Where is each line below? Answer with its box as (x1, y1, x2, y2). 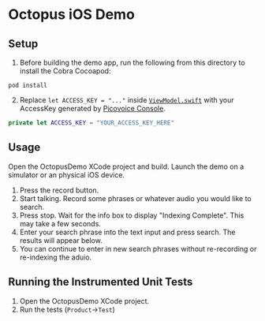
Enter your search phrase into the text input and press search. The (19, 227, 236, 237)
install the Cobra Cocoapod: (19, 66, 111, 76)
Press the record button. (19, 185, 99, 195)
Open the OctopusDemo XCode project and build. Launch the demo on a (8, 162, 244, 171)
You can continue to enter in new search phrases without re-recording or (19, 244, 257, 253)
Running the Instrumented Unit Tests (8, 275, 193, 289)
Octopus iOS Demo (8, 6, 136, 24)
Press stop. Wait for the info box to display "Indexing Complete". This (19, 211, 244, 220)
